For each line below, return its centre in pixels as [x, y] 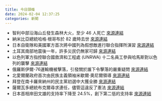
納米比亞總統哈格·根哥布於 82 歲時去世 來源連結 [60, 39]
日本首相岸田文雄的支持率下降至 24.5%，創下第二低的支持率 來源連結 [82, 94]
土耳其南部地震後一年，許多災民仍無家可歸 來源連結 [64, 51]
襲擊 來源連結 [34, 63]
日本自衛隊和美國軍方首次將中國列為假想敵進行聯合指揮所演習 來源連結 [83, 45]
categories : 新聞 [22, 18]
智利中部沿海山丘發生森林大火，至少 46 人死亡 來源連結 [68, 33]
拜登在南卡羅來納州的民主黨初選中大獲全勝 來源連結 [64, 82]
